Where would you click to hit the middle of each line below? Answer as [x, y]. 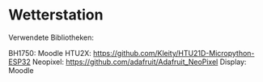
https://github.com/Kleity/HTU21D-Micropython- [174, 53]
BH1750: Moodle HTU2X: [50, 53]
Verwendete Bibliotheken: [51, 37]
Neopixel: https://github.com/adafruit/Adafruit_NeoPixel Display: [139, 62]
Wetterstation [56, 15]
